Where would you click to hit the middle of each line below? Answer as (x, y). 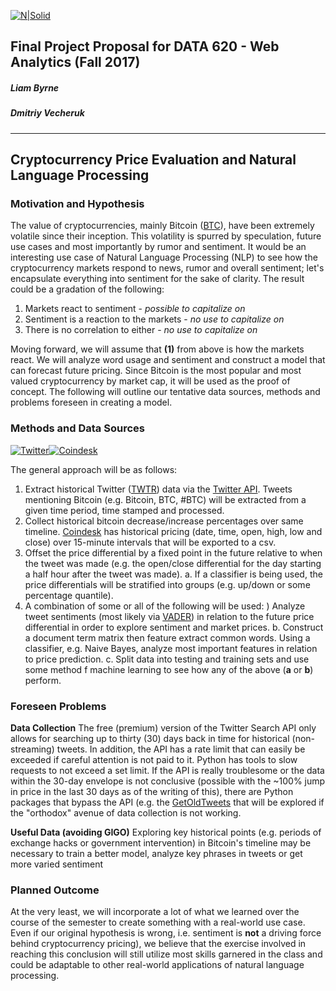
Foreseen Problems (58, 706)
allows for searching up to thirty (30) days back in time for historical (150, 739)
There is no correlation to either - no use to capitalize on (141, 330)
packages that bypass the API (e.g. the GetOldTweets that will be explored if (167, 802)
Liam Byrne (35, 87)
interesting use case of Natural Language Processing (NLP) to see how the (164, 257)
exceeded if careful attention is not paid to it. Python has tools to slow (154, 760)
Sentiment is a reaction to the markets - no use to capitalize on (154, 319)
